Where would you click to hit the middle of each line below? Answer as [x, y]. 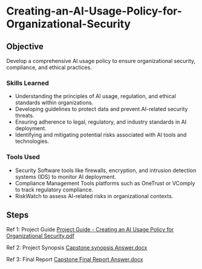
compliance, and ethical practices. [49, 67]
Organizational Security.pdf [40, 236]
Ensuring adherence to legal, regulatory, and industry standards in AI [101, 122]
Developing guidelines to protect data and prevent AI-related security [101, 109]
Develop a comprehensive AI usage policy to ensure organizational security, [101, 61]
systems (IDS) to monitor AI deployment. [66, 176]
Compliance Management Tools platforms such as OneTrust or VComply [105, 183]
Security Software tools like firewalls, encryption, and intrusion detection [106, 170]
